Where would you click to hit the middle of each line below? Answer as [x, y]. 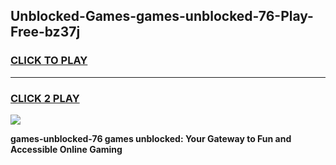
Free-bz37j [45, 32]
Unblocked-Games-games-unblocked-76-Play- [162, 16]
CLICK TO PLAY [49, 61]
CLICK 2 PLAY [45, 98]
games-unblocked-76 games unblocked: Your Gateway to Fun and [151, 138]
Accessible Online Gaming [66, 149]
